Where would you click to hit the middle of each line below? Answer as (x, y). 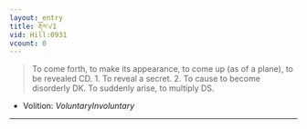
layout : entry (37, 18)
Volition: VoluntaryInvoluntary (79, 106)
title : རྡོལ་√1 (33, 26)
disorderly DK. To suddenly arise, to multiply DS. (123, 88)
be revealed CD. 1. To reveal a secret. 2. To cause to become (146, 79)
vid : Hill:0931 (38, 35)
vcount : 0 (28, 43)
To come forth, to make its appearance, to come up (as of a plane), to (163, 69)
